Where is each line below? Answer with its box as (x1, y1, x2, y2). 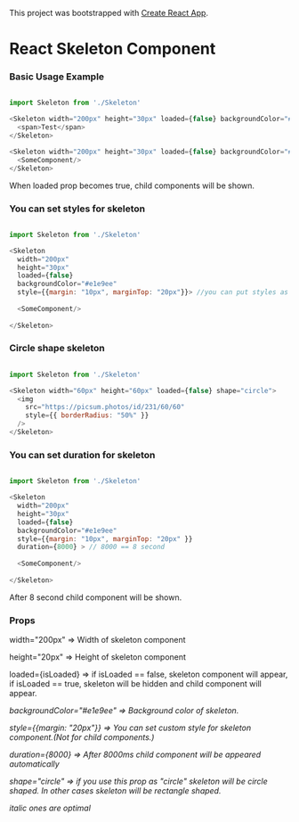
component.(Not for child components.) (9, 732, 155, 743)
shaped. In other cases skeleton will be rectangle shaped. (9, 785, 222, 796)
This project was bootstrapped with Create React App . (9, 8, 209, 18)
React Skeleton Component (9, 39, 216, 59)
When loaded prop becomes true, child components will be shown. (9, 180, 255, 191)
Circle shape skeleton (9, 342, 105, 355)
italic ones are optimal (9, 802, 92, 814)
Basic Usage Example (9, 70, 105, 83)
